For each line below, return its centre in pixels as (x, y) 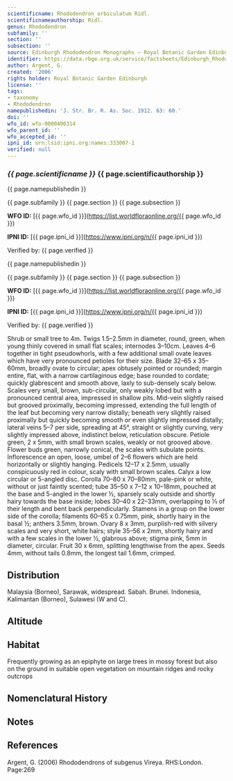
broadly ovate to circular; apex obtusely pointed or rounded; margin (126, 368)
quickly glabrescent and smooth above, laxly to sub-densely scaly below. (112, 383)
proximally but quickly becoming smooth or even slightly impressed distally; (115, 420)
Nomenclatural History (57, 698)
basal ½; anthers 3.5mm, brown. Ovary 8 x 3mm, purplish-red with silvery (112, 523)
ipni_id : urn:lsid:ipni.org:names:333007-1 (71, 143)
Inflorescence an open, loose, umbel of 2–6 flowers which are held (102, 457)
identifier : (24, 59)
